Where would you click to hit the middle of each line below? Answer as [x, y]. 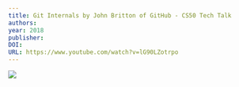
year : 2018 [26, 30]
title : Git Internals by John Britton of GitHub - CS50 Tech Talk [120, 15]
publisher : [26, 38]
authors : [23, 23]
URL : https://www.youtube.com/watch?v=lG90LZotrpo [93, 52]
